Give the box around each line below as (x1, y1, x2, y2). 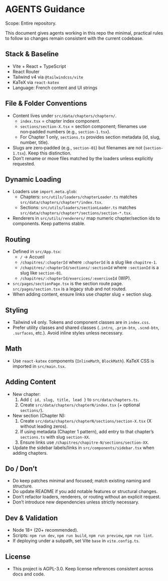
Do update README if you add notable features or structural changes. (12, 488, 158, 494)
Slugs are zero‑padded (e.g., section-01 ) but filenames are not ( (12, 144, 145, 150)
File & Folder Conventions (5, 99, 87, 108)
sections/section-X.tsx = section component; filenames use (20, 123, 147, 129)
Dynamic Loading (5, 175, 61, 184)
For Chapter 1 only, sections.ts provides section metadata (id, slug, (20, 134, 161, 140)
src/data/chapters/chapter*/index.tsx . (20, 199, 103, 205)
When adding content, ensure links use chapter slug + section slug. (12, 291, 152, 297)
